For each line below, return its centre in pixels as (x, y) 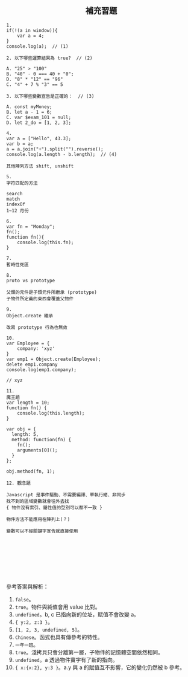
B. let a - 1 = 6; (29, 112)
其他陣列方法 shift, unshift (40, 166)
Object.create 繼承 (30, 316)
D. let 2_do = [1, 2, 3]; (39, 123)
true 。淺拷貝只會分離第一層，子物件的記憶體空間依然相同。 (89, 652)
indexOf (16, 204)
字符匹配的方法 (22, 183)
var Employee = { (28, 343)
